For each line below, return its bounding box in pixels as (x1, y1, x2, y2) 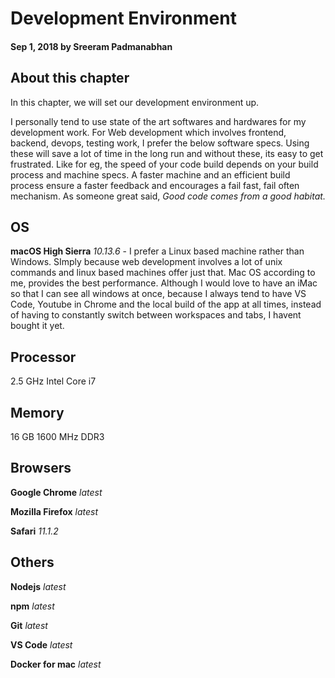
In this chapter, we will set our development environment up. (10, 96, 260, 108)
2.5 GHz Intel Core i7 (10, 375, 97, 387)
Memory (10, 404, 65, 421)
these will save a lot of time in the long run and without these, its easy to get (10, 147, 324, 159)
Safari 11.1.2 (10, 525, 59, 537)
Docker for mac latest (10, 658, 102, 670)
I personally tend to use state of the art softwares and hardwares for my (10, 115, 307, 127)
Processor (10, 348, 77, 366)
